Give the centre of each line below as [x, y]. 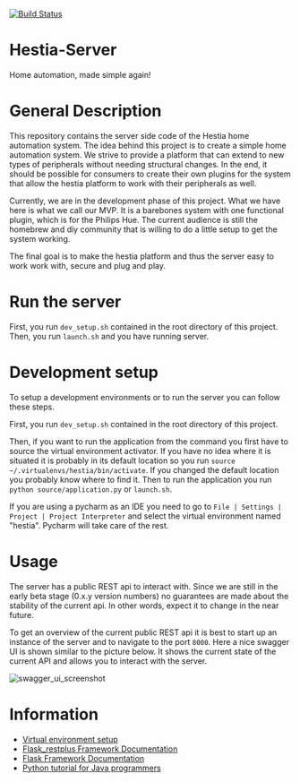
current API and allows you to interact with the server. [108, 661]
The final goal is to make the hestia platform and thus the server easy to [142, 256]
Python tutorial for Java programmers [91, 768]
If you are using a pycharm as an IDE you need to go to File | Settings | [146, 506]
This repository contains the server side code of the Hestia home [129, 135]
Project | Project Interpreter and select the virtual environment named [146, 516]
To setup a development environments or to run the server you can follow [145, 397]
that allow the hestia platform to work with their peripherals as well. [133, 183]
